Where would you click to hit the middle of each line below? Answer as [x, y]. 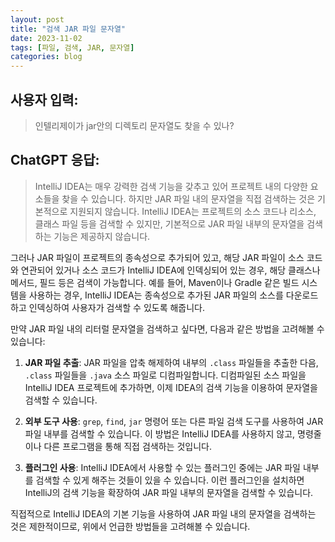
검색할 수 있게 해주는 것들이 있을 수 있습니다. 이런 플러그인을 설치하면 [170, 480]
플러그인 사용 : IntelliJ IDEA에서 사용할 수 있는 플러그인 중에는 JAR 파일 [162, 467]
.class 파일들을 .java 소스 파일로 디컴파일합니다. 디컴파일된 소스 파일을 [165, 375]
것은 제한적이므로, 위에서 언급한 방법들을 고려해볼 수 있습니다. [130, 526]
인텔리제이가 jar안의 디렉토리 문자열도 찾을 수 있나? [134, 125]
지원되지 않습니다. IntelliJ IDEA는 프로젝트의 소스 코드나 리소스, [193, 211]
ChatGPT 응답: [55, 160]
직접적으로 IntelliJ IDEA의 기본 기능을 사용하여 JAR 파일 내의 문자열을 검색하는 [163, 513]
